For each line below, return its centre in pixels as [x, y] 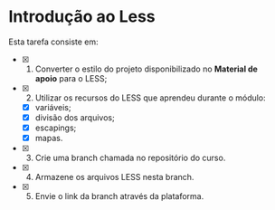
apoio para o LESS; [71, 78]
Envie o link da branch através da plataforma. [119, 196]
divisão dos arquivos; [75, 118]
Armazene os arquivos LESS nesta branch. [114, 177]
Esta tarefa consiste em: [53, 42]
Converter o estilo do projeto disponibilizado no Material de [147, 69]
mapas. [49, 138]
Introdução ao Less [82, 17]
